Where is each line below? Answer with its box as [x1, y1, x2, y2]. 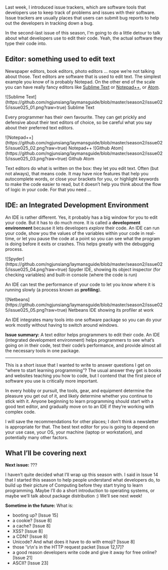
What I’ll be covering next [5, 449, 86, 458]
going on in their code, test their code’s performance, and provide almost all [5, 342, 161, 348]
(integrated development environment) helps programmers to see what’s [5, 337, 154, 343]
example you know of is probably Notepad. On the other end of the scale [5, 78, 155, 84]
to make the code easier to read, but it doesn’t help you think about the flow [5, 181, 161, 187]
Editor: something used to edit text [5, 55, 115, 63]
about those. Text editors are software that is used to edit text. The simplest [5, 73, 161, 79]
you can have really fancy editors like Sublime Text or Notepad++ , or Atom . [5, 84, 160, 90]
